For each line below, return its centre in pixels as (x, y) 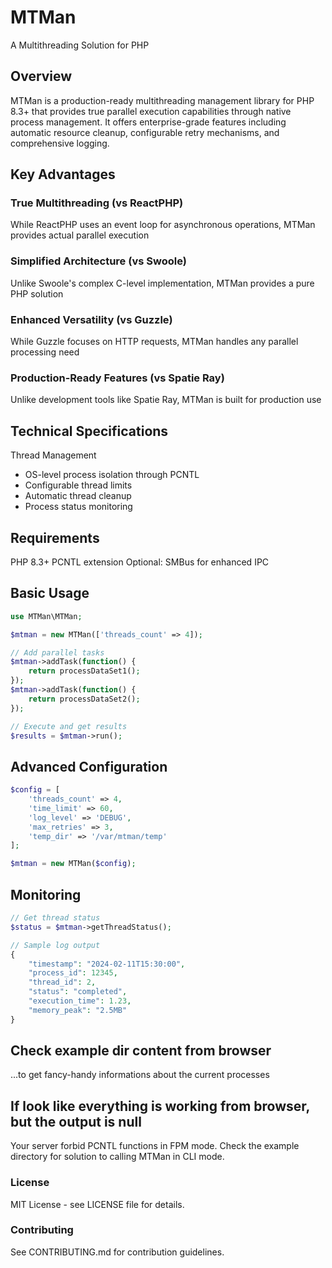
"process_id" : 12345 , (73, 973)
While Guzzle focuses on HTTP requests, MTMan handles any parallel (154, 342)
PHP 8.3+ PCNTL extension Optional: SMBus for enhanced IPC (140, 562)
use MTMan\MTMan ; (46, 616)
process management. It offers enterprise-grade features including (148, 122)
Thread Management (53, 455)
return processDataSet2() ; (84, 699)
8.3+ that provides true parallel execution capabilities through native (151, 111)
